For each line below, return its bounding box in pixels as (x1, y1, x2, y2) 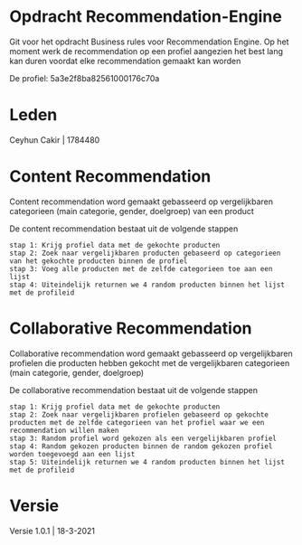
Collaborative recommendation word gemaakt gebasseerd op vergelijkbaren (9, 348, 293, 359)
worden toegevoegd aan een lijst (9, 449, 136, 458)
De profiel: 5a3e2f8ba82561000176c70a (9, 72, 160, 83)
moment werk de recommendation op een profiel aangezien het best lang (9, 45, 283, 56)
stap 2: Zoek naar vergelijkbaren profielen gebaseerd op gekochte (9, 409, 269, 419)
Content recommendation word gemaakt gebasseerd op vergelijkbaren (9, 196, 274, 207)
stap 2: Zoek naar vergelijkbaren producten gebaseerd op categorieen (9, 249, 281, 258)
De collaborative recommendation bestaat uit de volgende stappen (9, 384, 258, 395)
